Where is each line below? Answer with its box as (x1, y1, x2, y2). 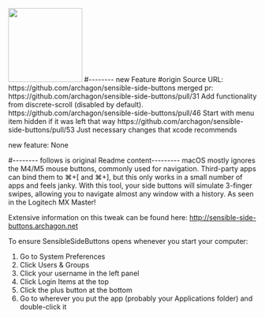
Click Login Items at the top (19, 277, 109, 286)
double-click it (19, 302, 67, 311)
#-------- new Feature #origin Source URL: (84, 75, 224, 84)
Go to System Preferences (19, 252, 106, 261)
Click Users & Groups (19, 260, 90, 269)
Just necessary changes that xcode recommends (76, 125, 237, 134)
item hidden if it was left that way (8, 117, 116, 125)
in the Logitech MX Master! (8, 197, 96, 207)
